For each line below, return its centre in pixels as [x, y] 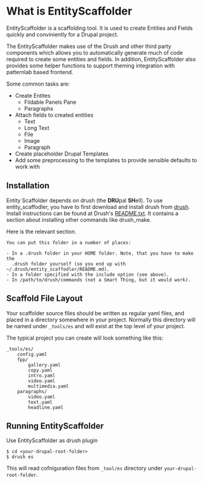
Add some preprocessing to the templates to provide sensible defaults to [106, 160]
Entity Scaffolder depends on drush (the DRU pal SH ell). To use [85, 200]
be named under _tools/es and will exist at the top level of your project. [96, 326]
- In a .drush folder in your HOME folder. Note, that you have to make [100, 253]
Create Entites [33, 95]
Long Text [37, 128]
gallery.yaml [45, 365]
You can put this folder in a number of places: [69, 242]
